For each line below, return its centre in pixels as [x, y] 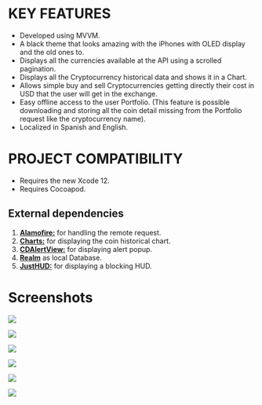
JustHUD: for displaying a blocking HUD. [86, 266]
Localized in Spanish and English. [73, 127]
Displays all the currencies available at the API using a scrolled [120, 60]
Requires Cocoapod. [53, 188]
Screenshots [51, 297]
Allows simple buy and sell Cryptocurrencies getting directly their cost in [137, 85]
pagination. [38, 68]
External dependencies [66, 214]
